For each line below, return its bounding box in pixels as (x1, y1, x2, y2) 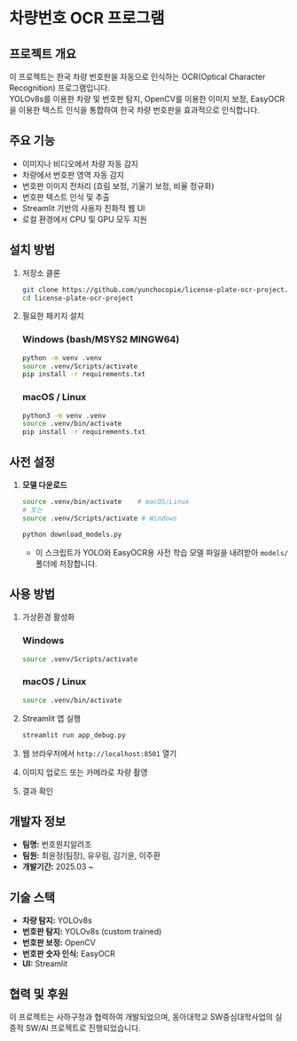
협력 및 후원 (9, 986, 69, 1001)
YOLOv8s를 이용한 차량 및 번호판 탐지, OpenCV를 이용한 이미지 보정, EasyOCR (9, 94, 285, 104)
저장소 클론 (21, 267, 61, 278)
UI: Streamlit (21, 958, 68, 969)
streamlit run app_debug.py (21, 730, 126, 739)
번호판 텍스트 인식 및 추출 (21, 192, 111, 202)
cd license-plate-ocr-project (21, 294, 135, 303)
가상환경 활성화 (21, 611, 75, 622)
